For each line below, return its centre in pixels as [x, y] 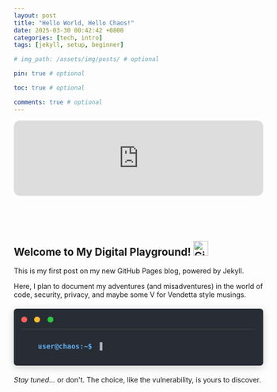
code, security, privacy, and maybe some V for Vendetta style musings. [130, 295]
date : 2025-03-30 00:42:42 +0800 [69, 30]
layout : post [35, 15]
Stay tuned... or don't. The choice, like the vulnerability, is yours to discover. [137, 380]
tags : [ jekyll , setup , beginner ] [69, 45]
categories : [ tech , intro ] [58, 38]
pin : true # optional [49, 74]
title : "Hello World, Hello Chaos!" [74, 23]
